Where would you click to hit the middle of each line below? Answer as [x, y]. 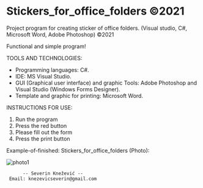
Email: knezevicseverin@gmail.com [53, 179]
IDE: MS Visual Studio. [43, 76]
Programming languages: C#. [52, 70]
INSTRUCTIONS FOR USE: [39, 107]
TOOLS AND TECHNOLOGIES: [44, 58]
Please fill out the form [44, 132]
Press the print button [42, 139]
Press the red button [41, 125]
